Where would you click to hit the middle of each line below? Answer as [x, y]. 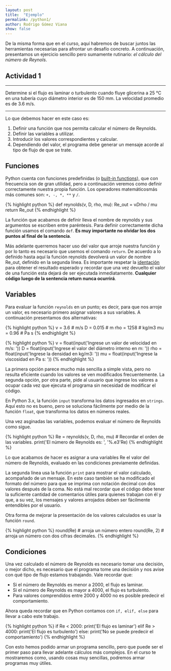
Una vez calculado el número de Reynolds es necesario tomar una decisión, [85, 564]
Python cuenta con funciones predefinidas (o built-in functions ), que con [82, 178]
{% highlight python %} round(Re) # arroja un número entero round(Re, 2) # [85, 530]
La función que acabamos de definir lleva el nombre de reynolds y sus [79, 219]
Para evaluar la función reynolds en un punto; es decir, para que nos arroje [84, 307]
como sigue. [18, 427]
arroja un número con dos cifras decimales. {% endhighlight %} [72, 536]
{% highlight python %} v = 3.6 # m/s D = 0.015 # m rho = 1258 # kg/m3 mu [84, 328]
